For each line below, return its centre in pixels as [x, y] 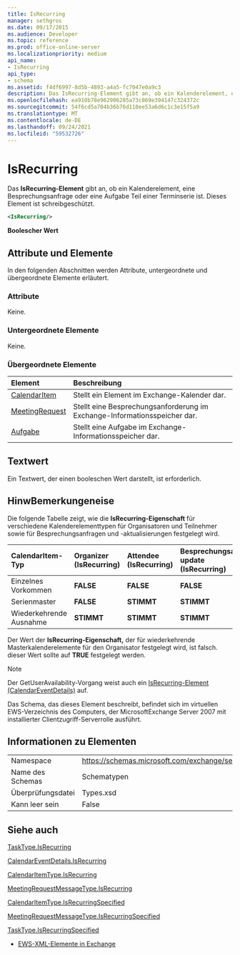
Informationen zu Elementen [72, 741]
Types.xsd [99, 793]
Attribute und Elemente [60, 253]
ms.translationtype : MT [43, 114]
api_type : [22, 74]
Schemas [27, 781]
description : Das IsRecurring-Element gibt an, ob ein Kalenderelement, [118, 94]
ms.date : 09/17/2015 [38, 27]
